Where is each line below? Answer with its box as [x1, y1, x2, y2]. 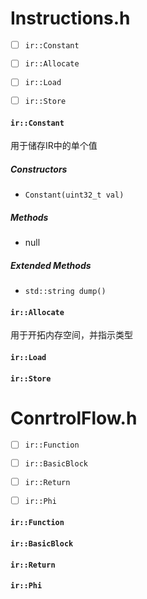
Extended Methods [10, 259, 92, 271]
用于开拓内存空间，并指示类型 [10, 329, 133, 341]
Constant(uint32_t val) [24, 190, 125, 201]
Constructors [10, 163, 68, 175]
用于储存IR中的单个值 [10, 140, 98, 152]
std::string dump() [24, 287, 107, 297]
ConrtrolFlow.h [10, 407, 138, 429]
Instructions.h [10, 7, 131, 30]
